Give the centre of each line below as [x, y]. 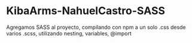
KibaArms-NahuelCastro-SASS [86, 11]
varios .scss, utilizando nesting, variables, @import [69, 33]
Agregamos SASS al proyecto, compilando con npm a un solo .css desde [96, 27]
